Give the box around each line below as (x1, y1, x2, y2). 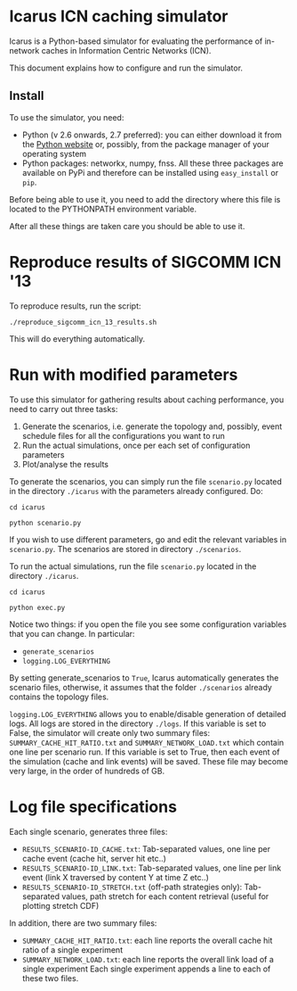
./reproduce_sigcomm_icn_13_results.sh (9, 318, 157, 326)
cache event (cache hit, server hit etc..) (21, 853, 167, 863)
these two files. (21, 972, 79, 983)
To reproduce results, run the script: (9, 301, 141, 311)
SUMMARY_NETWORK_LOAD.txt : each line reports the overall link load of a (21, 954, 274, 964)
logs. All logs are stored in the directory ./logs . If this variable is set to (9, 718, 267, 729)
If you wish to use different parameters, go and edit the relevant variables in (9, 533, 287, 545)
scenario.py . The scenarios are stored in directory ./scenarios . (9, 543, 242, 554)
